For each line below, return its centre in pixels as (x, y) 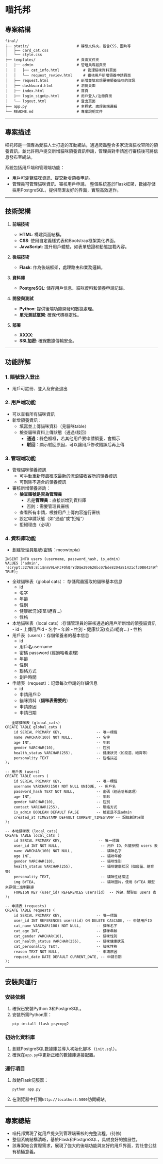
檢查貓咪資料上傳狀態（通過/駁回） (54, 432)
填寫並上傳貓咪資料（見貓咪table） (54, 426)
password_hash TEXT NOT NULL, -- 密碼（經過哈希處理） (76, 792)
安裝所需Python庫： (32, 1014)
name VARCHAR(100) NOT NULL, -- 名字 (62, 738)
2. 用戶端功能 (20, 402)
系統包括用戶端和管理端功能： (35, 167)
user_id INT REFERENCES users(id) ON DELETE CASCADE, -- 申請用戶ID (83, 921)
